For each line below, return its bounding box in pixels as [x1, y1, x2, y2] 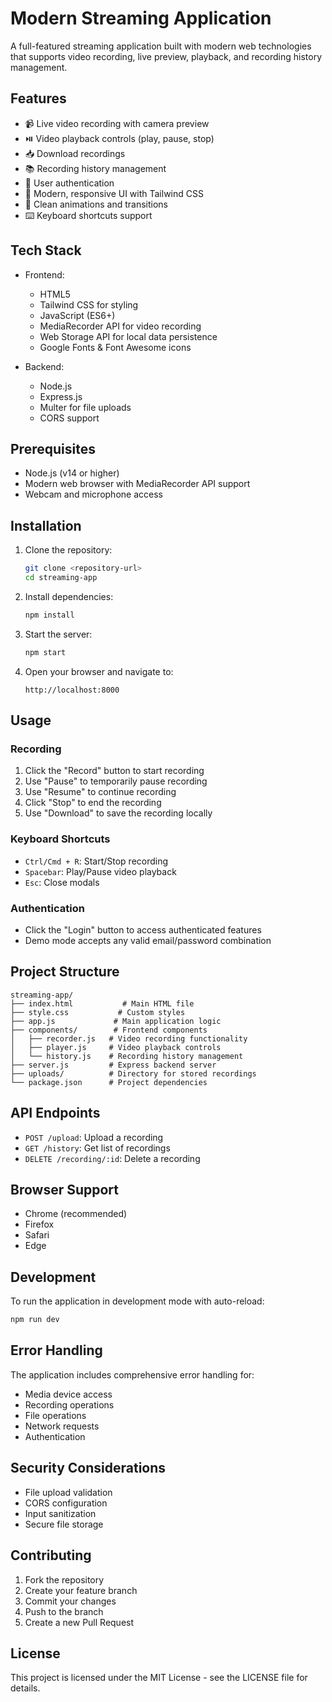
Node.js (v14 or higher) [24, 467, 120, 479]
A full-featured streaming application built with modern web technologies [10, 40, 312, 52]
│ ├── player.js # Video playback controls [10, 1042, 222, 1052]
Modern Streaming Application [10, 7, 272, 30]
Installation [10, 517, 82, 534]
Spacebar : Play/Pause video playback [24, 865, 177, 877]
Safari [24, 1229, 50, 1241]
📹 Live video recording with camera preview [24, 117, 210, 129]
